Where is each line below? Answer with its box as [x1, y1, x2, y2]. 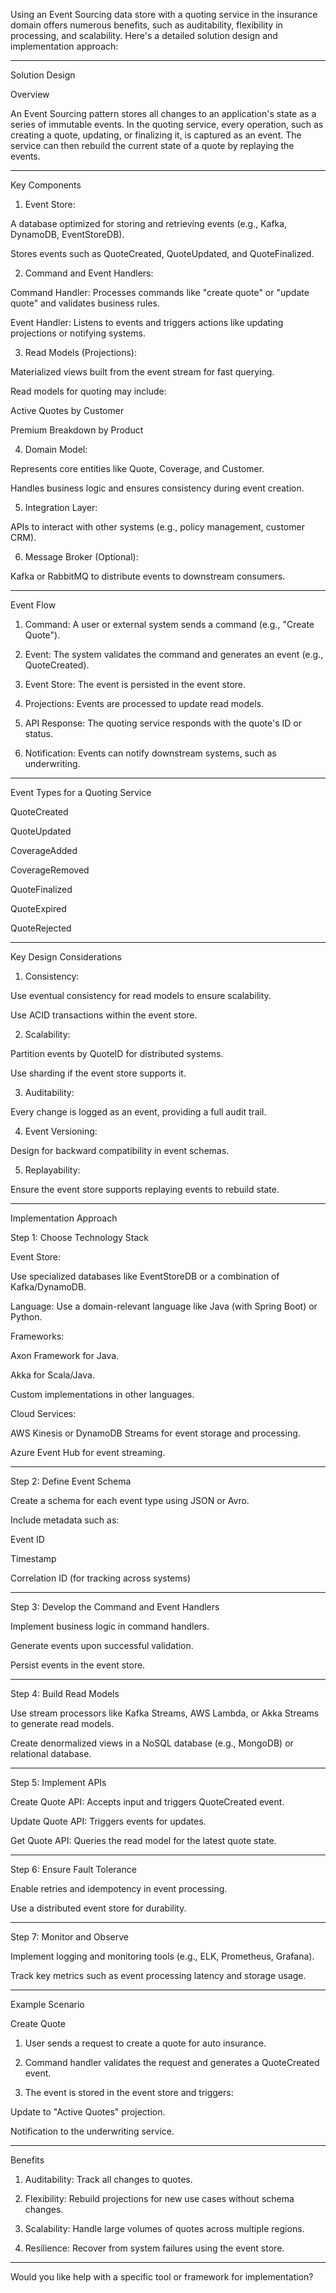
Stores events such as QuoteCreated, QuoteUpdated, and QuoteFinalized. [10, 248, 315, 259]
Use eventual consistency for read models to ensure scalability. [10, 990, 272, 1001]
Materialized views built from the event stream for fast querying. [10, 366, 275, 378]
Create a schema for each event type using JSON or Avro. [10, 1495, 250, 1506]
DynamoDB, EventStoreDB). [10, 229, 125, 240]
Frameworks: [10, 1330, 65, 1342]
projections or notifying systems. [10, 327, 146, 339]
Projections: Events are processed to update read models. [24, 698, 265, 709]
